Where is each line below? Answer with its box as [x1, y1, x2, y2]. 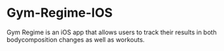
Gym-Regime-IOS [6, 5, 113, 21]
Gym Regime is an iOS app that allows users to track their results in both [6, 28, 217, 36]
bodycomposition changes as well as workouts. [6, 35, 146, 43]
